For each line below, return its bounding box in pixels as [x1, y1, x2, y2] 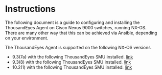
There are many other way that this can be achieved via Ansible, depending [5, 30, 158, 36]
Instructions [5, 3, 56, 15]
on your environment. [5, 35, 48, 41]
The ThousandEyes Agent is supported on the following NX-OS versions [5, 44, 151, 50]
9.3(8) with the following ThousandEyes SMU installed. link [12, 59, 131, 65]
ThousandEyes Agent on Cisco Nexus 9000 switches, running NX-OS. [5, 24, 147, 30]
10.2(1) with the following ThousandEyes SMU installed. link [12, 64, 132, 70]
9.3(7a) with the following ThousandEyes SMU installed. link [12, 54, 133, 59]
